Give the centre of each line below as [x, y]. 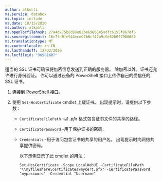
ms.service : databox [26, 14]
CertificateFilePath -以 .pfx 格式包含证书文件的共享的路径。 [81, 119]
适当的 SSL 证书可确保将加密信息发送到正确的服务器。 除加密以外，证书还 [79, 69]
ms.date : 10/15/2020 [26, 23]
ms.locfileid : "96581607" [31, 55]
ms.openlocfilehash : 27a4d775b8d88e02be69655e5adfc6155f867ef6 [71, 32]
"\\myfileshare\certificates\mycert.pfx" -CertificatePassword [85, 170]
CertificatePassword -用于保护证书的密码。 [63, 129]
